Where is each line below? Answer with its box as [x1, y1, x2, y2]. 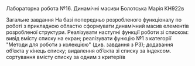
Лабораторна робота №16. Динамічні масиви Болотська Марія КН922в [6, 5, 184, 12]
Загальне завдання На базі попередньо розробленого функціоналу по [6, 16, 182, 23]
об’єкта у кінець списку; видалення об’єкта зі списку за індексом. [6, 47, 172, 54]
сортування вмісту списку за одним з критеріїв [6, 54, 126, 60]
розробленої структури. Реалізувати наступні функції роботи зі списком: [6, 29, 189, 36]
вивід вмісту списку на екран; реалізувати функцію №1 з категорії [6, 35, 172, 41]
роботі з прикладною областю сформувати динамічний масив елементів [6, 23, 189, 29]
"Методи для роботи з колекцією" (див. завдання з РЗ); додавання [6, 41, 174, 48]
